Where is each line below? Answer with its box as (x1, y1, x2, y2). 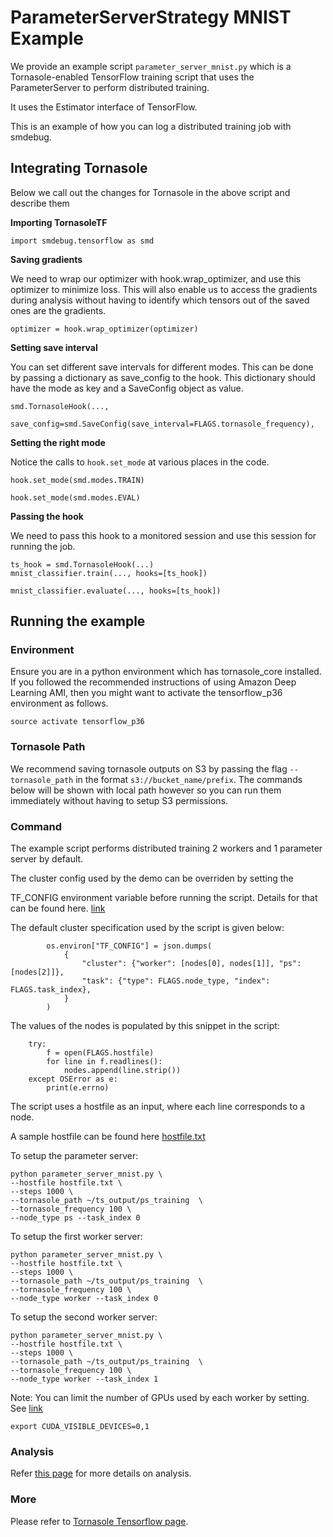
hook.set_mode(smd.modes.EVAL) (10, 492, 141, 503)
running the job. (10, 540, 76, 552)
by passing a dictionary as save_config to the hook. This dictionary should (10, 371, 316, 383)
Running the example (10, 613, 146, 630)
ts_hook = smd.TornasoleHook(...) (10, 559, 155, 570)
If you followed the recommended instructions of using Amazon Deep (10, 676, 297, 688)
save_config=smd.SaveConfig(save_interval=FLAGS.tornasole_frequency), (10, 419, 315, 429)
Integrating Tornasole (10, 160, 148, 177)
